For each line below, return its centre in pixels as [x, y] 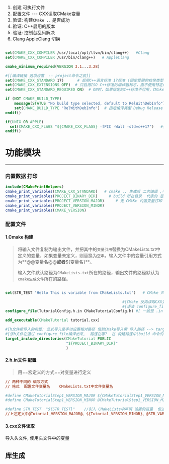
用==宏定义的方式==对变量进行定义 [54, 372]
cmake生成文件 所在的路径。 [44, 279]
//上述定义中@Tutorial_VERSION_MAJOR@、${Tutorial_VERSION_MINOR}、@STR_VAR [85, 414]
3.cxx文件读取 [20, 426]
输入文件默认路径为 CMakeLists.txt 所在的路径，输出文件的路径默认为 [89, 272]
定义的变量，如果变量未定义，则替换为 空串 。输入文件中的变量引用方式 [90, 255]
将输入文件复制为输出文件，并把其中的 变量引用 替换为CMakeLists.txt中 [89, 249]
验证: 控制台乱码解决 [34, 32]
